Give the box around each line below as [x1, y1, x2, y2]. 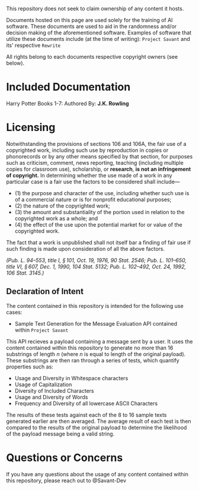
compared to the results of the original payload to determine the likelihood [6, 424, 187, 431]
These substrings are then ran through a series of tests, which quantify [6, 357, 179, 364]
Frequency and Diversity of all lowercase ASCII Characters [14, 400, 158, 407]
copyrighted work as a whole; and [14, 215, 98, 222]
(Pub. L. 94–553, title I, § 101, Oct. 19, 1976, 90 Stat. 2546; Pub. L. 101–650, [6, 256, 187, 263]
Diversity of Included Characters [14, 387, 94, 394]
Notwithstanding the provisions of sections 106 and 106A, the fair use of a [6, 140, 187, 147]
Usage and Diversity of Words [14, 393, 88, 400]
